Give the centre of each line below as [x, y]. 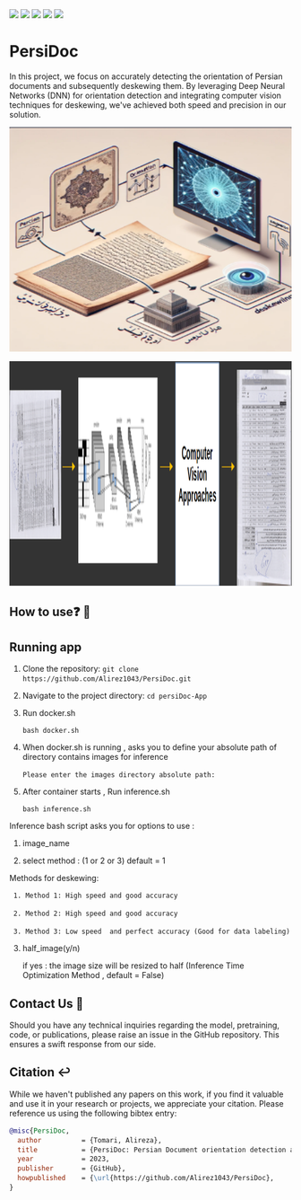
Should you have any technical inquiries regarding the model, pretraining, [145, 1025]
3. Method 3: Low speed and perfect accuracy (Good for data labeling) [152, 932]
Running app [46, 647]
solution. [26, 114]
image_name [46, 843]
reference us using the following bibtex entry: [93, 1113]
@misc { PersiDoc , [39, 1131]
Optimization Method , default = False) [93, 975]
